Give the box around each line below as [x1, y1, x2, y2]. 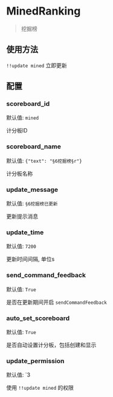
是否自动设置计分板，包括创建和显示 [6, 341, 97, 349]
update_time [6, 228, 44, 237]
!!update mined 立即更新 [6, 62, 68, 69]
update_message [6, 185, 59, 194]
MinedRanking [6, 4, 81, 18]
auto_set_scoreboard [6, 313, 70, 322]
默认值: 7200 [6, 243, 36, 250]
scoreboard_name [6, 142, 62, 151]
